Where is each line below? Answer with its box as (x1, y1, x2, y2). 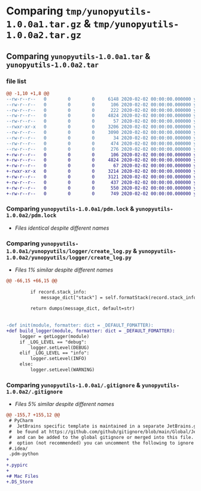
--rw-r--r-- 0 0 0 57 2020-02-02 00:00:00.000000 (6, 118, 191, 124)
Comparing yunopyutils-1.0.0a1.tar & (6, 51, 151, 61)
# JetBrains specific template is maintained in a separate (8, 423, 165, 429)
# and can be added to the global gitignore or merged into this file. (8, 434, 194, 440)
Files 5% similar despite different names (14, 401, 115, 408)
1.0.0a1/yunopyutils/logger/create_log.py (6, 248, 132, 255)
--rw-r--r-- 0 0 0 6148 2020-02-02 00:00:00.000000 (6, 96, 191, 102)
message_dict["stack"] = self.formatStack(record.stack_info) (41, 294, 199, 300)
